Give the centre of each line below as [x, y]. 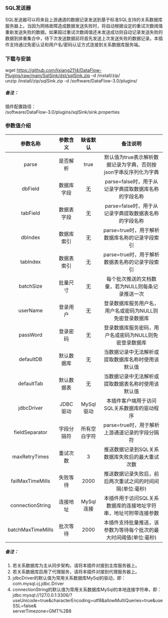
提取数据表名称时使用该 [131, 384]
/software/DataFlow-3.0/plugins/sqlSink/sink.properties [62, 112]
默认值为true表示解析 [129, 157]
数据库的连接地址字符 [131, 506]
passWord [30, 335]
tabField [30, 213]
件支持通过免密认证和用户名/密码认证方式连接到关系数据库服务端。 [74, 45]
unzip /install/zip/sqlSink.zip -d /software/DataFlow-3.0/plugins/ [71, 80]
